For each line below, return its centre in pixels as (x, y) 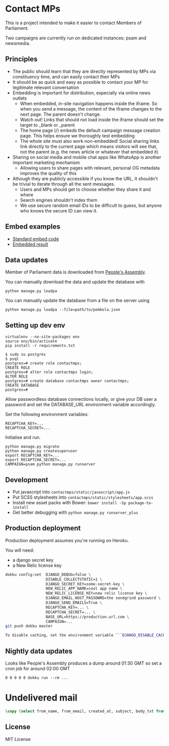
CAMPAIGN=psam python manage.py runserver (50, 464)
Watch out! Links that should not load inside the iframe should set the (92, 120)
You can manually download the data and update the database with (75, 282)
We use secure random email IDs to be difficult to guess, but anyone (91, 205)
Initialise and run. (23, 438)
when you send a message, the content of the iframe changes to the (91, 109)
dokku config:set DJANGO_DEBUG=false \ (48, 574)
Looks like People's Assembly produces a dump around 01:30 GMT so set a (83, 663)
